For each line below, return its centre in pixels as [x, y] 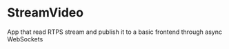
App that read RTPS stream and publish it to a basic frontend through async [115, 32]
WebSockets [25, 39]
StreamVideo [46, 13]
